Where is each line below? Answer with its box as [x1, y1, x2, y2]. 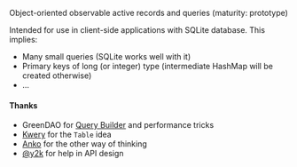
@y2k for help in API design [21, 148, 124, 159]
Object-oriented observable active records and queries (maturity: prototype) [9, 8, 288, 18]
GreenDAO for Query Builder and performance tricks [21, 120, 215, 131]
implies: [9, 35, 38, 44]
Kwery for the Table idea [21, 129, 113, 140]
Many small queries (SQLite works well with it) [21, 52, 191, 61]
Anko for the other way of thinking [21, 139, 148, 149]
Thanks [9, 99, 38, 110]
